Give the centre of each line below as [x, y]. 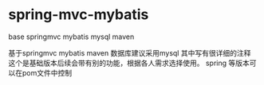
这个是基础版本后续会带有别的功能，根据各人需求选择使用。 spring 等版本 [129, 63]
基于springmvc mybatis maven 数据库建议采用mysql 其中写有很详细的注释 [130, 52]
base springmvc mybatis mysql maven [71, 37]
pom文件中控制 [47, 72]
